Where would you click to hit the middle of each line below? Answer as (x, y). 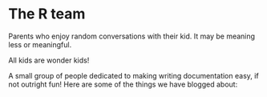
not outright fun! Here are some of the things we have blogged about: (123, 84)
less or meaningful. (40, 44)
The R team (47, 14)
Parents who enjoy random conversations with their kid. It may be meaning (131, 36)
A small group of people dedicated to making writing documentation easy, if (133, 75)
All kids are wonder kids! (49, 60)
